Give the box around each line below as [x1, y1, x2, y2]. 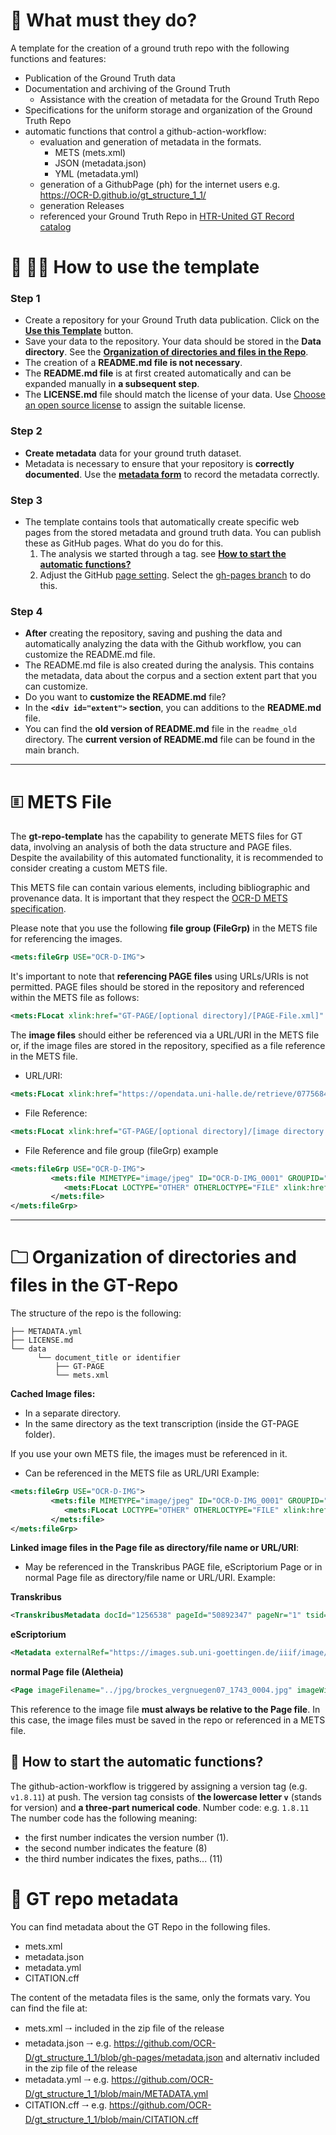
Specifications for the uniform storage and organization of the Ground [24, 104, 313, 116]
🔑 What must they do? [10, 9, 198, 32]
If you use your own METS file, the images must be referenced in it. [10, 1448, 288, 1460]
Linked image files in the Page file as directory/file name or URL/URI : [10, 1542, 299, 1554]
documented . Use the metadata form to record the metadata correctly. [24, 468, 320, 480]
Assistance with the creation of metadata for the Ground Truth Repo [39, 93, 320, 105]
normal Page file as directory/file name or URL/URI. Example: [24, 1572, 276, 1584]
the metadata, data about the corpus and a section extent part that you [24, 670, 317, 682]
